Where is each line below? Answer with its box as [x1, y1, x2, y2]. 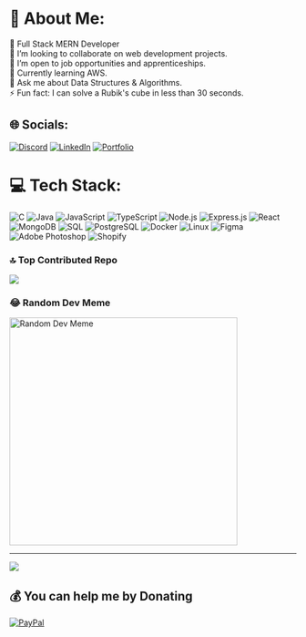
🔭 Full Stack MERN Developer [9, 38, 120, 49]
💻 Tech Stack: [9, 175, 122, 195]
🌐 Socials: [9, 118, 69, 133]
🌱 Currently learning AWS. [9, 67, 107, 78]
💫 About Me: [9, 8, 106, 29]
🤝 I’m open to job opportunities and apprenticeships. [9, 57, 207, 68]
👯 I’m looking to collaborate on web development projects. [9, 47, 228, 58]
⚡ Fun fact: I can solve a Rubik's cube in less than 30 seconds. [9, 87, 244, 98]
